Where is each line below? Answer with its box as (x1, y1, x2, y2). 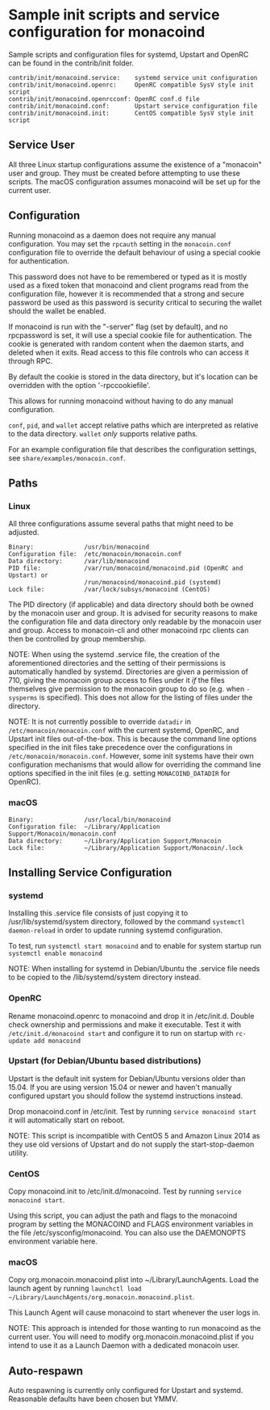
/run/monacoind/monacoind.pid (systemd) (84, 579, 222, 587)
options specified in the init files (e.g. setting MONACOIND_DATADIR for (8, 768, 231, 778)
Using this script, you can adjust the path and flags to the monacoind (8, 1210, 238, 1221)
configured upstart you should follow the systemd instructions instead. (8, 1091, 243, 1101)
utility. (8, 1147, 29, 1157)
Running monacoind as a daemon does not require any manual (8, 230, 216, 240)
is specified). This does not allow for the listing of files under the (39, 692, 253, 702)
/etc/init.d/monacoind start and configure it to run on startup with (8, 1028, 234, 1038)
